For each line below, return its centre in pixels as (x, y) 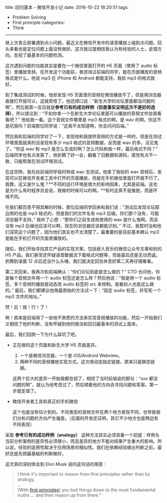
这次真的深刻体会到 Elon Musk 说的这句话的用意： (56, 464)
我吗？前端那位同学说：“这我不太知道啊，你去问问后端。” (71, 126)
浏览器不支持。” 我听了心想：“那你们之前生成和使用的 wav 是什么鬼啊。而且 (82, 219)
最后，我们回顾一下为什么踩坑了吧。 (42, 334)
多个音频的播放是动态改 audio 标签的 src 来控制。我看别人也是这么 (82, 284)
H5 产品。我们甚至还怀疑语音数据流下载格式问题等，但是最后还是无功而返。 (83, 255)
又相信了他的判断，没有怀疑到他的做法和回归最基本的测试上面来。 (73, 324)
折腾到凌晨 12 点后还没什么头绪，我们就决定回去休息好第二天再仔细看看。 (81, 261)
